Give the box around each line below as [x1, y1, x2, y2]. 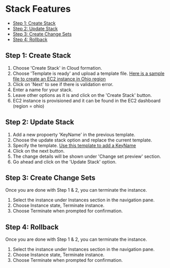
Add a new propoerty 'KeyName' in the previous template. [12, 131, 136, 137]
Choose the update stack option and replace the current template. [12, 137, 153, 143]
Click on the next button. [12, 148, 65, 154]
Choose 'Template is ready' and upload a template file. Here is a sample [12, 70, 165, 76]
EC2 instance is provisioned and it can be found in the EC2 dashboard [12, 97, 161, 104]
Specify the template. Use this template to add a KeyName [12, 142, 136, 149]
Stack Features [5, 3, 71, 15]
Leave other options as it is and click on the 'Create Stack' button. [12, 92, 152, 98]
